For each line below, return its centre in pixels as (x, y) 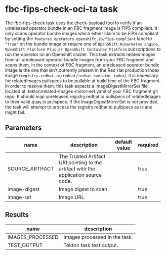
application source (80, 175)
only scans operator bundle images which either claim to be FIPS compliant (82, 33)
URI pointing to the (80, 162)
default (124, 142)
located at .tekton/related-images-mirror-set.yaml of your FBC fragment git (82, 91)
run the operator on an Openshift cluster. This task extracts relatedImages (80, 54)
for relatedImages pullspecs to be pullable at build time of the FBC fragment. (83, 81)
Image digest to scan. (83, 189)
